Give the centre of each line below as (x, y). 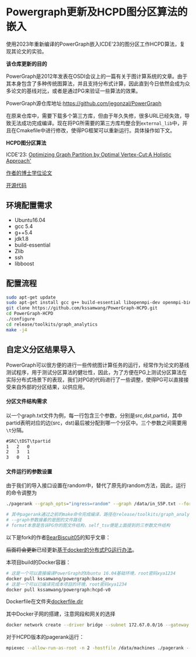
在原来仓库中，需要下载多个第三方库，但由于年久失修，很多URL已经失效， (95, 115)
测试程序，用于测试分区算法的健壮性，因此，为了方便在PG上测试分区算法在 (97, 372)
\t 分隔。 (17, 430)
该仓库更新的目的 (27, 64)
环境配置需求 (29, 206)
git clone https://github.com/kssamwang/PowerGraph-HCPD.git (82, 308)
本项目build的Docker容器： (38, 562)
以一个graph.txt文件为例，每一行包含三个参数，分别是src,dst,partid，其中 (94, 415)
